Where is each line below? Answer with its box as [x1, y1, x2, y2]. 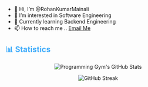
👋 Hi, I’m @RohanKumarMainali [14, 6, 89, 12]
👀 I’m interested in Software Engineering [14, 12, 112, 19]
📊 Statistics [5, 45, 51, 55]
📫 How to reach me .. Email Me [14, 25, 91, 32]
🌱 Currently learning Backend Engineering [14, 18, 116, 25]
